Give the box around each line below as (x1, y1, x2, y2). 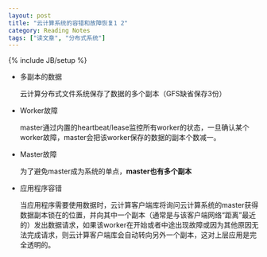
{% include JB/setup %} (8, 56, 87, 65)
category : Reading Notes (8, 26, 91, 34)
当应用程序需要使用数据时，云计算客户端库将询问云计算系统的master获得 (19, 201, 259, 210)
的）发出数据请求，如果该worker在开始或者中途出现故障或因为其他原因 (19, 220, 252, 230)
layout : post (8, 11, 52, 20)
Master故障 (19, 150, 57, 159)
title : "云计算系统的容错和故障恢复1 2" (8, 19, 129, 27)
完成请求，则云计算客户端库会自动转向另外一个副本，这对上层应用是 (26, 230, 250, 239)
